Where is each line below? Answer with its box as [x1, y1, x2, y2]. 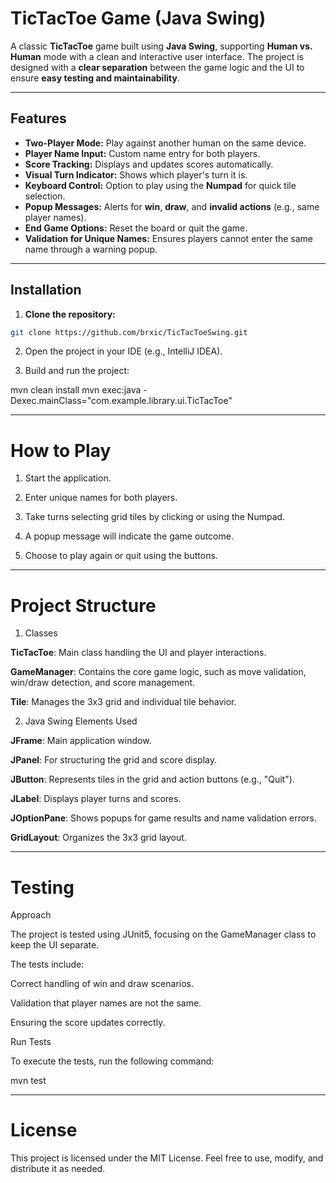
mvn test [10, 1075, 47, 1087]
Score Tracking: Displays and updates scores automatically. [24, 158, 274, 170]
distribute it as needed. [10, 1163, 106, 1175]
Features [10, 110, 67, 127]
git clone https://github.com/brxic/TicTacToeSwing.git [10, 327, 248, 337]
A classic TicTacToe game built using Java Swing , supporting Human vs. [10, 40, 313, 52]
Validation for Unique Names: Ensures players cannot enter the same [24, 232, 314, 244]
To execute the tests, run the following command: [10, 1055, 215, 1067]
